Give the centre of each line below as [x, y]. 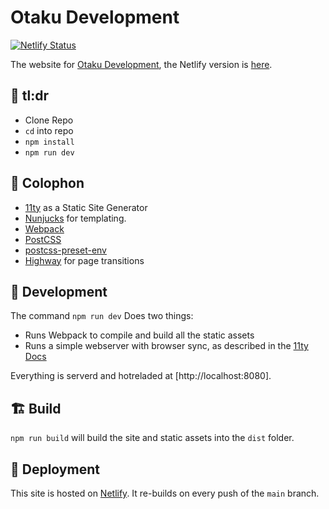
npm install [49, 142]
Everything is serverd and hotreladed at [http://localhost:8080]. [141, 376]
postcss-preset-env [65, 250]
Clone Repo [49, 120]
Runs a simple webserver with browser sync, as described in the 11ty [166, 346]
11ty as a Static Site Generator [86, 207]
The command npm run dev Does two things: [102, 316]
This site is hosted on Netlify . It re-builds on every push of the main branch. [165, 493]
